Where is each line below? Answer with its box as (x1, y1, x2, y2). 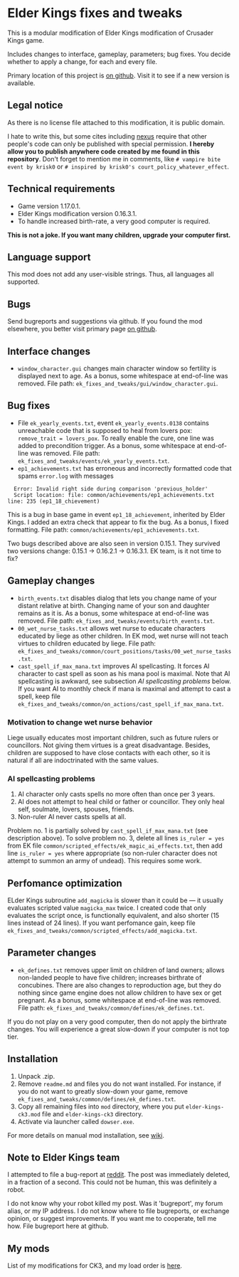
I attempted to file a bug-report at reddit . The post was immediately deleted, (7, 1170, 230, 1179)
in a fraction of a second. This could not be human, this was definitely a (7, 1178, 217, 1187)
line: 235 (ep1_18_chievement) (7, 498, 100, 505)
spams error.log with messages (17, 471, 114, 480)
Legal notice (7, 100, 63, 112)
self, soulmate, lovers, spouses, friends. (17, 805, 135, 813)
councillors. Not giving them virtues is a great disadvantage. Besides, (7, 741, 211, 749)
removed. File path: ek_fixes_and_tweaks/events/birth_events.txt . (17, 616, 216, 625)
